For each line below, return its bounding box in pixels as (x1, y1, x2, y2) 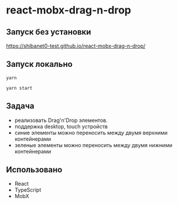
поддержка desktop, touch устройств (14, 123, 108, 130)
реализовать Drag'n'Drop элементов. (14, 117, 108, 124)
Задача (6, 101, 35, 111)
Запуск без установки (6, 27, 91, 37)
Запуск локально (6, 59, 73, 69)
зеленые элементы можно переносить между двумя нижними (14, 141, 173, 148)
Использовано (6, 165, 63, 175)
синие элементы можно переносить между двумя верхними (14, 129, 168, 136)
